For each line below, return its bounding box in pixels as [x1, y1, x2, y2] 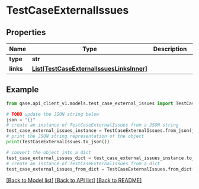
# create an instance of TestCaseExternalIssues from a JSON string [6, 122, 179, 128]
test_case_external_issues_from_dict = [6, 166, 105, 172]
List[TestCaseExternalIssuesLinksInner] [31, 65, 148, 73]
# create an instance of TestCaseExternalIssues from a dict [6, 160, 161, 166]
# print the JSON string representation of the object [6, 133, 145, 140]
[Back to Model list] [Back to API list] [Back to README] [6, 177, 142, 184]
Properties [6, 27, 46, 37]
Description [153, 45, 187, 53]
